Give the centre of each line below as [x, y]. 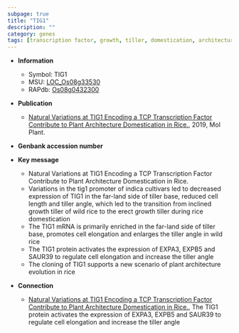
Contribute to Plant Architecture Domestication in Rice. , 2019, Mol [124, 125]
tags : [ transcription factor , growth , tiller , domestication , [101, 41]
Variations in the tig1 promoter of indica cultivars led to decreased [125, 189]
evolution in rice [52, 272]
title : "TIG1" [28, 21]
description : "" [31, 27]
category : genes [31, 34]
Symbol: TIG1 [48, 75]
